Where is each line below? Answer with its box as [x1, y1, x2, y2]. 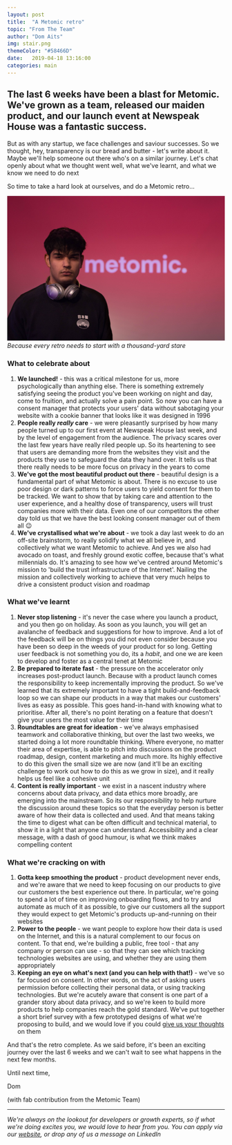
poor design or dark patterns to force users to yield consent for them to [17, 484, 221, 493]
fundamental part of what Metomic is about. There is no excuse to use [17, 477, 217, 485]
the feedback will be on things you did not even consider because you [17, 635, 217, 643]
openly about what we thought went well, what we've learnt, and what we [7, 161, 217, 169]
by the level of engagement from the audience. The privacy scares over [17, 433, 222, 441]
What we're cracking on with [7, 857, 106, 867]
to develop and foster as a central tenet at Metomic [17, 657, 163, 665]
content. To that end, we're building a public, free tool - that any [17, 939, 199, 947]
